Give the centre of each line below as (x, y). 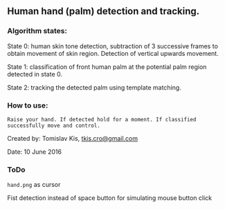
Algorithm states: (37, 31)
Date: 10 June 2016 (35, 152)
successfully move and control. (54, 126)
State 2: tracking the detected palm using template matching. (94, 87)
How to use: (28, 105)
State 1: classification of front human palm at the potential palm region (107, 67)
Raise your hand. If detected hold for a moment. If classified (102, 119)
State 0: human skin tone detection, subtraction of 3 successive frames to (112, 46)
